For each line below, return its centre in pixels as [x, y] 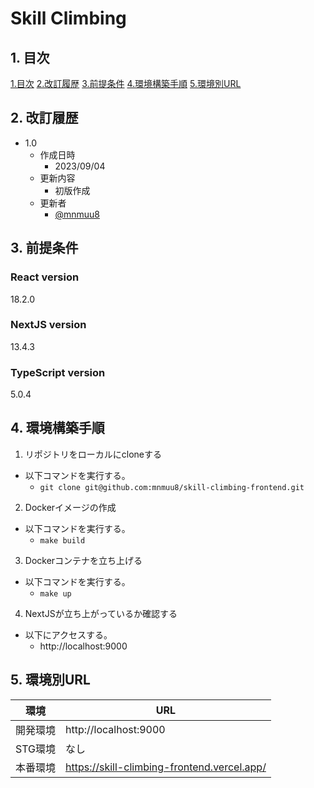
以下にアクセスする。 [68, 634]
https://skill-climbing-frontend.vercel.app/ [166, 767]
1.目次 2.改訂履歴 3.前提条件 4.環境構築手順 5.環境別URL [126, 83]
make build [62, 540]
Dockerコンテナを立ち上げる [83, 560]
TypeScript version [58, 372]
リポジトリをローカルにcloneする [93, 454]
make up [55, 593]
